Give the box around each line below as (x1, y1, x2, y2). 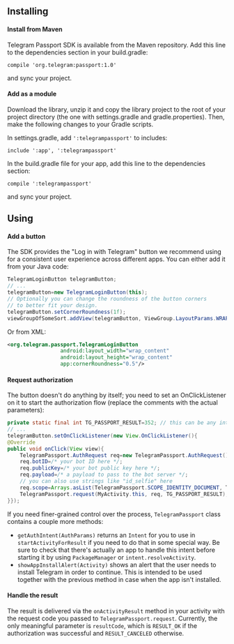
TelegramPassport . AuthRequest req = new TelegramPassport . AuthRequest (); (19, 451, 232, 459)
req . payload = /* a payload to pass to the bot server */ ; (19, 471, 189, 479)
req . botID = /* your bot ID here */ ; (19, 458, 123, 465)
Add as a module (7, 90, 57, 98)
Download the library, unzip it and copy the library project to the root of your (7, 105, 226, 114)
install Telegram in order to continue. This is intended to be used (17, 568, 203, 576)
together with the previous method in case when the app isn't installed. (17, 575, 221, 583)
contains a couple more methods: (7, 517, 104, 525)
